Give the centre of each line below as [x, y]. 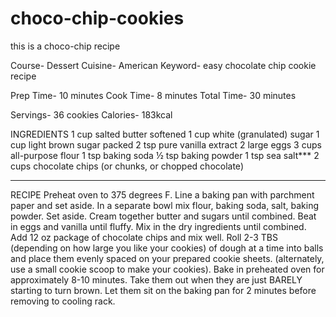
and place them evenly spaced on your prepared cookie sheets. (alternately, [167, 258]
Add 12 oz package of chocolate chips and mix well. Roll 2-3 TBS [144, 237]
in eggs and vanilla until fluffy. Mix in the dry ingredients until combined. [158, 226]
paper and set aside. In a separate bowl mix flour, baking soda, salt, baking [165, 205]
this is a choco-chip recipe [65, 46]
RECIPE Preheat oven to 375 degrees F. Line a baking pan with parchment [162, 194]
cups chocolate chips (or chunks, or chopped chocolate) [127, 166]
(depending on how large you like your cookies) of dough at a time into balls [167, 248]
